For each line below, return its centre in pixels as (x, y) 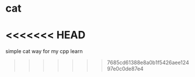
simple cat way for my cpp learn (44, 51)
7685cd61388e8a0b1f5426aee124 (148, 62)
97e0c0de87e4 (125, 69)
